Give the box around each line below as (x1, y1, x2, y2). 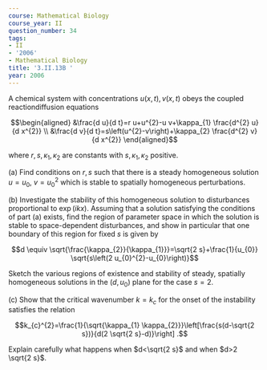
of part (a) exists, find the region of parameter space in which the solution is (8, 212, 260, 222)
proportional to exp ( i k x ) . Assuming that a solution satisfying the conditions (8, 203, 256, 213)
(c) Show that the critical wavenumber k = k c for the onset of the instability (8, 295, 256, 306)
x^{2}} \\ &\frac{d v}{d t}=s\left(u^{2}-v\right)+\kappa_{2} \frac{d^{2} (21, 126, 249, 136)
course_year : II (8, 19, 63, 27)
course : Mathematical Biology (8, 11, 110, 20)
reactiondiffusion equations (8, 102, 99, 112)
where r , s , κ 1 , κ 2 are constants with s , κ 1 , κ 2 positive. (8, 150, 179, 161)
